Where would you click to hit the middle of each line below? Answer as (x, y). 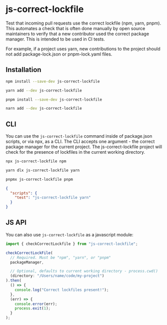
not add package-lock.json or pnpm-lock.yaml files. (59, 54)
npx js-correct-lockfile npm (36, 161)
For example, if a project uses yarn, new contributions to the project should (83, 49)
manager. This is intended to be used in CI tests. (55, 39)
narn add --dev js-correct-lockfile (44, 109)
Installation (23, 70)
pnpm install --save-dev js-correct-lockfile (54, 99)
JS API (16, 223)
